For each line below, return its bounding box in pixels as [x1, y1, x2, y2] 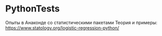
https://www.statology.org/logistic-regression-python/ [5, 24, 120, 30]
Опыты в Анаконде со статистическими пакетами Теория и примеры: [5, 19, 158, 25]
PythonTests [5, 3, 60, 14]
